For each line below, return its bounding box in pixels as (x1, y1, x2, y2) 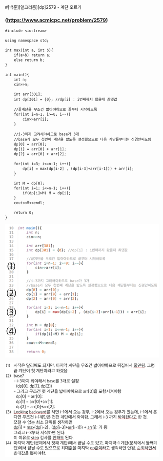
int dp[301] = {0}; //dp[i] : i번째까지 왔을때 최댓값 (14, 97, 118, 102)
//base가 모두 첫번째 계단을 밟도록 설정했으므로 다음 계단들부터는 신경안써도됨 (14, 137, 151, 142)
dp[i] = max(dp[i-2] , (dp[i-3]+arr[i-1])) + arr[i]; (22, 167, 134, 171)
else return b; (14, 58, 45, 63)
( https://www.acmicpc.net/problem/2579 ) (5, 17, 108, 23)
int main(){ (5, 72, 29, 77)
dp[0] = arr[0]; (14, 142, 47, 147)
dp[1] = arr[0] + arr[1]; (14, 147, 67, 152)
